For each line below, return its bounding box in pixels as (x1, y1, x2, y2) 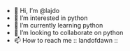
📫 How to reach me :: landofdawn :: (13, 37, 118, 44)
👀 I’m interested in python (13, 14, 88, 22)
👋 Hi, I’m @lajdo (13, 7, 60, 14)
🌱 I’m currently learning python (13, 21, 103, 29)
